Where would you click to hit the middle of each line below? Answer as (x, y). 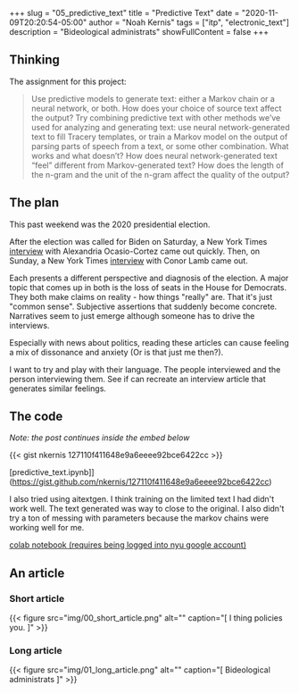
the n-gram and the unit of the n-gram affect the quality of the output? (160, 174)
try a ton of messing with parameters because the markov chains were (139, 518)
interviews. (29, 325)
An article (37, 573)
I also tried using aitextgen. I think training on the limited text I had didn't (142, 499)
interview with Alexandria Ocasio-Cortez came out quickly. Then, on (135, 251)
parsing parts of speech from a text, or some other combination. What (160, 146)
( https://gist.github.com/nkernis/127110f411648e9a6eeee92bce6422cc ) (141, 482)
